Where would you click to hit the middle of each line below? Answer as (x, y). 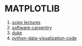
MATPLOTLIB (32, 9)
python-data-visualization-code (44, 38)
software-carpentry (32, 27)
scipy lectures (26, 22)
